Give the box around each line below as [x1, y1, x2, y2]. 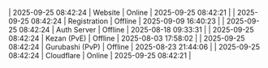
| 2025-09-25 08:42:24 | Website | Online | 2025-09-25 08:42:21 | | [8, 8, 236, 17]
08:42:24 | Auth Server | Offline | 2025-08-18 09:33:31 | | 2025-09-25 [19, 25, 254, 34]
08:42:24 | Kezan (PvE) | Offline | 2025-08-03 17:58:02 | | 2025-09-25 [8, 33, 245, 43]
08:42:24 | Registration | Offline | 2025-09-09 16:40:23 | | [31, 16, 225, 26]
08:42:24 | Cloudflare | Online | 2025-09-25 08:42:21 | [8, 51, 192, 60]
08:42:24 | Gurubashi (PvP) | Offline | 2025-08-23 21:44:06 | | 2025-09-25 [8, 42, 260, 52]
